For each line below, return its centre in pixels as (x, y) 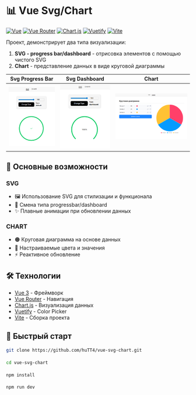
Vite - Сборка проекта (42, 318)
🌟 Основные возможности (57, 167)
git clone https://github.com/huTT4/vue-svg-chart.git (74, 351)
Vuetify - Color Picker (41, 311)
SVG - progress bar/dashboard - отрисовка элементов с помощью (98, 53)
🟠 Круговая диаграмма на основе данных (67, 240)
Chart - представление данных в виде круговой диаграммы (90, 66)
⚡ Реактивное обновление (47, 255)
